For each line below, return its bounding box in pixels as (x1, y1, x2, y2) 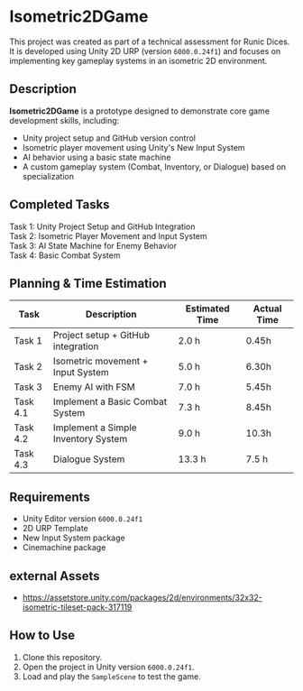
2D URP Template (22, 523, 88, 534)
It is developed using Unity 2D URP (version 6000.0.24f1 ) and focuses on (9, 45, 281, 56)
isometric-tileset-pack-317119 (22, 602, 133, 613)
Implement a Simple (52, 421, 137, 434)
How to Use (9, 628, 76, 643)
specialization (22, 170, 75, 181)
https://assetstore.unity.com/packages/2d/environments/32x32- (22, 593, 263, 603)
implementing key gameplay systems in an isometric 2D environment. (9, 55, 268, 66)
